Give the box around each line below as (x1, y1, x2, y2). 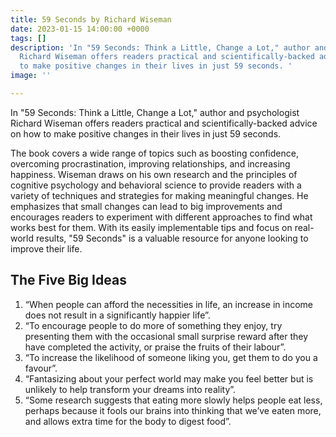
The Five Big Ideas (10, 272, 127, 289)
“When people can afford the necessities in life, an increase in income (24, 298, 313, 310)
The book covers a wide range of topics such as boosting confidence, (10, 147, 299, 159)
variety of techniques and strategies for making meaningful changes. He (10, 189, 309, 201)
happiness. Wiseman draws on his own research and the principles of (10, 168, 298, 180)
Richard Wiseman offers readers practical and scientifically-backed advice (10, 117, 318, 129)
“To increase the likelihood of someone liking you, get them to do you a (24, 351, 318, 363)
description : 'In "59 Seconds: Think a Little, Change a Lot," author (10, 42, 311, 53)
